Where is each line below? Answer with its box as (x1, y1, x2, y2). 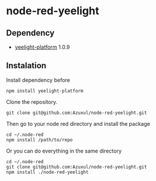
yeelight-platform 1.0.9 (14, 43, 70, 50)
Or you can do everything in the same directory (6, 147, 122, 154)
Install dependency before (6, 76, 71, 84)
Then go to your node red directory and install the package (6, 120, 150, 127)
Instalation (6, 61, 46, 71)
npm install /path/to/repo (6, 136, 73, 143)
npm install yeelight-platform (6, 88, 84, 94)
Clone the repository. (6, 98, 58, 105)
